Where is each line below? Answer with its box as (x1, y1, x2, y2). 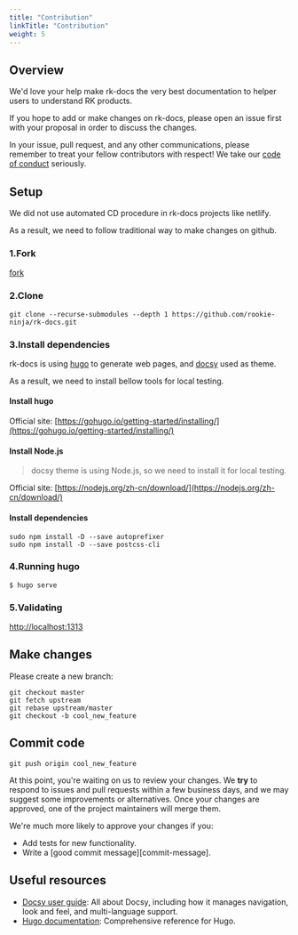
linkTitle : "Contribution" (9, 21, 109, 30)
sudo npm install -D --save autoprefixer (9, 532, 165, 541)
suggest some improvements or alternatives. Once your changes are (9, 794, 260, 804)
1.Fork (9, 246, 37, 259)
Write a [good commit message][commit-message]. (21, 847, 211, 858)
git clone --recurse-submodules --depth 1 (9, 310, 169, 318)
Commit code (9, 736, 86, 751)
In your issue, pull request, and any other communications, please (9, 140, 250, 150)
